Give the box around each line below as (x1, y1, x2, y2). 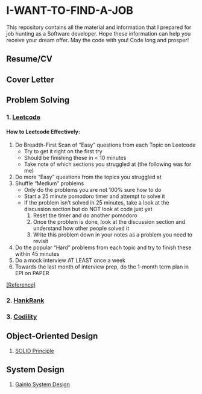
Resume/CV (6, 54, 52, 64)
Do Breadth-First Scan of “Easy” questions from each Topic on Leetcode (14, 141, 196, 148)
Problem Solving (6, 95, 70, 106)
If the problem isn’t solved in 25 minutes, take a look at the (24, 199, 169, 206)
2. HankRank (6, 296, 45, 305)
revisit (33, 238, 48, 245)
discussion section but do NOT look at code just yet (24, 206, 153, 213)
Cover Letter (6, 74, 54, 84)
